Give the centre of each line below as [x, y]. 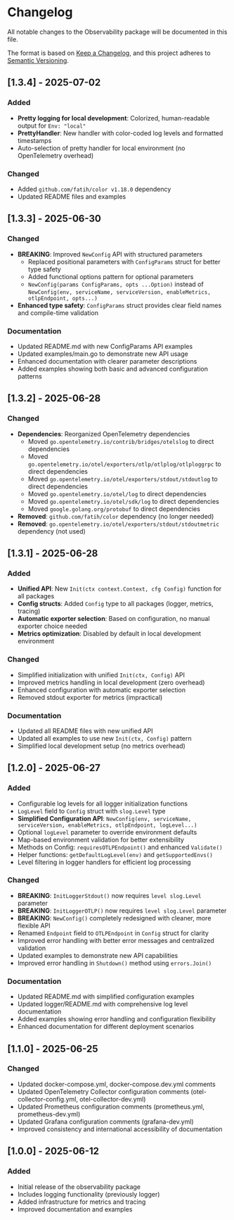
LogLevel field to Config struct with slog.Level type [92, 811]
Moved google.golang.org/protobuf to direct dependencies [114, 509]
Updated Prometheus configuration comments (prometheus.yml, [111, 1107]
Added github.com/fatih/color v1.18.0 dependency [94, 189]
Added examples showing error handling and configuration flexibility [117, 1019]
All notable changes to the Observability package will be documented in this [117, 32]
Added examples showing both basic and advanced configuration [113, 369]
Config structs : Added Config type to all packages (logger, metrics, [115, 604]
